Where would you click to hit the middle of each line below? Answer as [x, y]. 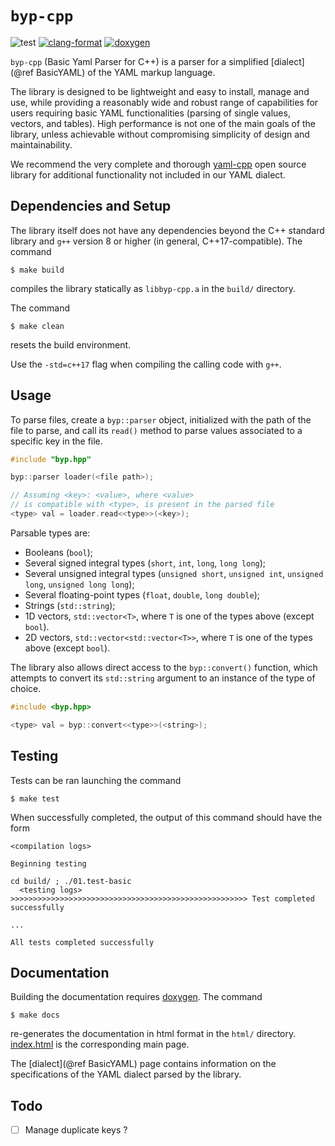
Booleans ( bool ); [58, 552]
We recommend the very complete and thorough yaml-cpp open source [158, 164]
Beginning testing [48, 863]
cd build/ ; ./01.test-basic [71, 881]
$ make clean [37, 326]
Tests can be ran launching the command [96, 780]
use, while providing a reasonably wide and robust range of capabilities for [164, 102]
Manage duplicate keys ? [76, 1130]
